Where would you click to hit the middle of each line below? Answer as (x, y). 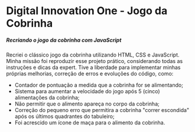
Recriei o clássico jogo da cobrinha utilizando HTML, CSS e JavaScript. (93, 55)
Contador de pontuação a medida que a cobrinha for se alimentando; (99, 85)
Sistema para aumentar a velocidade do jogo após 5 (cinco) (87, 91)
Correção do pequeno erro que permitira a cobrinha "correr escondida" (102, 110)
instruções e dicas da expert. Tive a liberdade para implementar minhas (93, 67)
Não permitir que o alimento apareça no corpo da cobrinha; (87, 104)
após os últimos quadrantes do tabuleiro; (64, 117)
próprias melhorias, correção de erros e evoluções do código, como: (90, 74)
